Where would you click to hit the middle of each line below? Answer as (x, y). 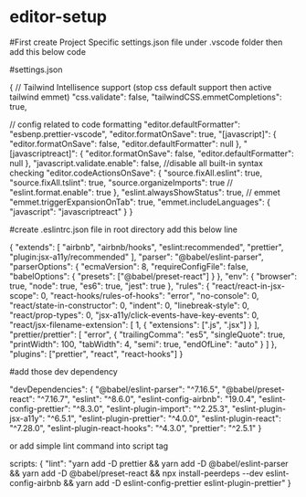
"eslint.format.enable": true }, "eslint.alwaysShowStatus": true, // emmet (145, 192)
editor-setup (58, 17)
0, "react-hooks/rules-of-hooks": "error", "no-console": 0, (150, 295)
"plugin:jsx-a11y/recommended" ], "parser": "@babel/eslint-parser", (137, 257)
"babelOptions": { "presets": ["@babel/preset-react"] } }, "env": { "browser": (153, 276)
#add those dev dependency (64, 371)
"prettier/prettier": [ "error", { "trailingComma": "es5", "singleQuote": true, (148, 334)
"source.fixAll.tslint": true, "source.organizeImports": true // (121, 182)
